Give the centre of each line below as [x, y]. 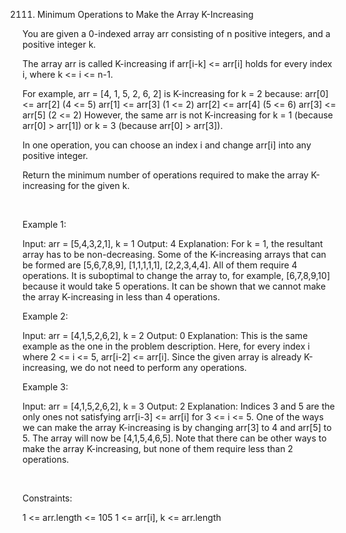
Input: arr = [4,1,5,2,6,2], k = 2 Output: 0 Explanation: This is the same [165, 335]
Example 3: [45, 387]
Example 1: [44, 224]
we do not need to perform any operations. [158, 367]
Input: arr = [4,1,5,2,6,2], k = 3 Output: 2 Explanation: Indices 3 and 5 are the [178, 406]
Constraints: [47, 498]
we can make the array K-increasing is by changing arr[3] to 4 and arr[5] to [177, 427]
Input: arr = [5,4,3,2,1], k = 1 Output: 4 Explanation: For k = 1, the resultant [173, 243]
